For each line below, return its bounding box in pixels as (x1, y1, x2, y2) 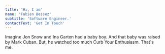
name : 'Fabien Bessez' (5, 12, 52, 17)
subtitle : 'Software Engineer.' (5, 16, 71, 21)
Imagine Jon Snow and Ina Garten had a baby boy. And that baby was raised (5, 34, 161, 40)
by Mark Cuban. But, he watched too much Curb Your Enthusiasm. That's (5, 39, 154, 45)
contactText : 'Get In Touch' (5, 20, 65, 26)
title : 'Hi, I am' (5, 7, 43, 12)
